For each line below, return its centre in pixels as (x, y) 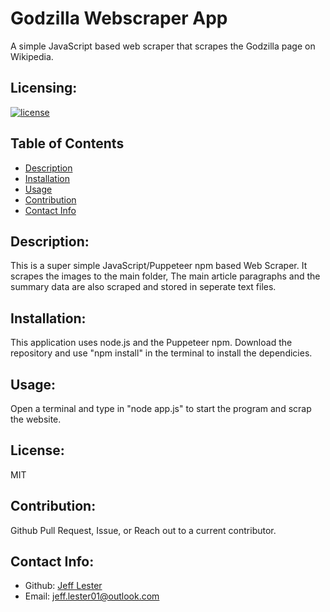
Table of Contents (67, 143)
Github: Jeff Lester (63, 586)
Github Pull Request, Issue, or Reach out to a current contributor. (143, 530)
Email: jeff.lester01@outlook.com (92, 596)
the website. (36, 419)
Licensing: (44, 88)
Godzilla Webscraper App (119, 18)
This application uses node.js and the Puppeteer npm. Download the (151, 343)
